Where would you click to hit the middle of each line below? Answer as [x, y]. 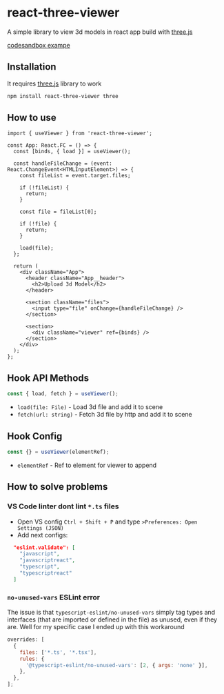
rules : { [32, 659]
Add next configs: [42, 535]
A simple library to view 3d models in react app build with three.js [100, 32]
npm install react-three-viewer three [63, 96]
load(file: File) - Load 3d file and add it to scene [90, 407]
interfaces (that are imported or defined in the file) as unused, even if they [112, 619]
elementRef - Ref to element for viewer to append [87, 465]
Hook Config [35, 436]
